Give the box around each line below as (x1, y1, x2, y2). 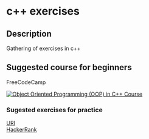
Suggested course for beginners (6, 62, 132, 73)
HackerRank (6, 126, 38, 134)
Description (6, 29, 52, 39)
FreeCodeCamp (6, 78, 46, 86)
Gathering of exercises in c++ (6, 45, 81, 52)
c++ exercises (6, 4, 80, 18)
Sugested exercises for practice (6, 105, 103, 114)
